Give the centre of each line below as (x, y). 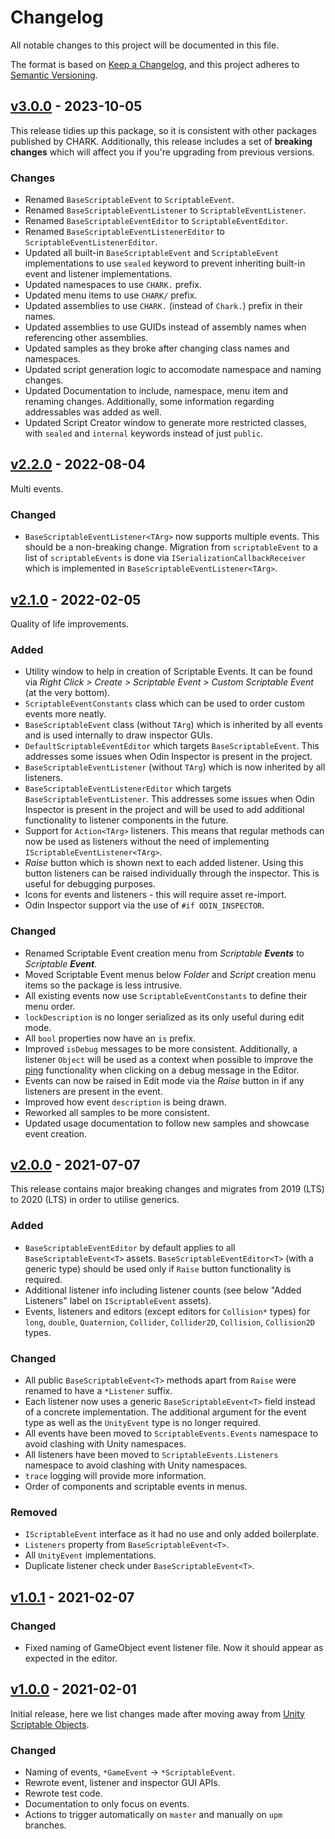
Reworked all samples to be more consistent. (117, 1112)
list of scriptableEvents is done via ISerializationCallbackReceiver (165, 558)
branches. (45, 1825)
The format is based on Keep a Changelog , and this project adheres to (155, 64)
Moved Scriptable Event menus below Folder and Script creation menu (170, 974)
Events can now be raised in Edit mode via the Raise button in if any (164, 1080)
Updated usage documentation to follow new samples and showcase (167, 1123)
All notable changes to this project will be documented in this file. (145, 45)
